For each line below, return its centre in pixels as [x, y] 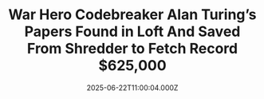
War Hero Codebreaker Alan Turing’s [132, 15]
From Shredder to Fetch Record [132, 49]
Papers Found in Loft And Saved [132, 32]
